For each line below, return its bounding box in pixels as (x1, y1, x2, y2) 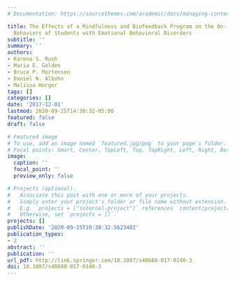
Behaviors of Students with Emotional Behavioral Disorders (13, 29, 192, 36)
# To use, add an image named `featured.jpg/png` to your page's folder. (7, 139, 227, 147)
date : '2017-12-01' (7, 101, 64, 109)
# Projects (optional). (7, 185, 77, 192)
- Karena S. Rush (7, 55, 58, 63)
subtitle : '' (7, 36, 45, 43)
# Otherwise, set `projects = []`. (7, 211, 117, 218)
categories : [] (7, 95, 52, 102)
